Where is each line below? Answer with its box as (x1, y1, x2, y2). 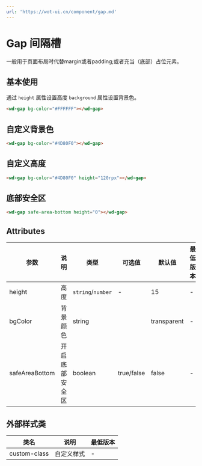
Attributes (6, 226, 45, 236)
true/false (117, 369, 145, 378)
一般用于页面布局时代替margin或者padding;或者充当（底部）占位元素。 (6, 58, 182, 65)
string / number (72, 288, 112, 296)
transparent (151, 317, 184, 325)
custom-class (9, 449, 49, 458)
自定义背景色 (6, 124, 54, 134)
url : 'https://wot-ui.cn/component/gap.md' (6, 8, 117, 15)
